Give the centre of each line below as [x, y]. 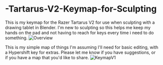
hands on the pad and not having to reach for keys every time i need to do [80, 32]
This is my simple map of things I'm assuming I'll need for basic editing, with [82, 47]
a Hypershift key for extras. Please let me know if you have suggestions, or [81, 52]
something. [16, 38]
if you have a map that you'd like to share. [47, 57]
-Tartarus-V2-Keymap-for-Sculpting [81, 9]
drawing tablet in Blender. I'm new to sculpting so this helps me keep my [78, 27]
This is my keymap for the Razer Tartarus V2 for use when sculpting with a [80, 22]
